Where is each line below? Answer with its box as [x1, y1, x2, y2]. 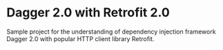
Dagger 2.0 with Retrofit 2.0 [6, 5, 170, 21]
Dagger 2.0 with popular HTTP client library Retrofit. [6, 34, 155, 42]
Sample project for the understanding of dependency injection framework [6, 27, 216, 36]
